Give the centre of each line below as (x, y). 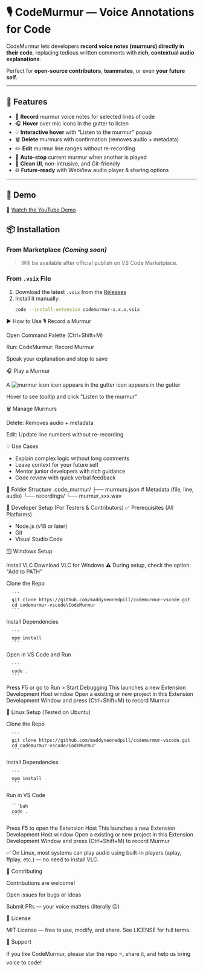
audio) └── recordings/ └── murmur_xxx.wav (64, 496)
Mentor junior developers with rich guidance (70, 472)
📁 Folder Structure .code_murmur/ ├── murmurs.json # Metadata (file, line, (100, 490)
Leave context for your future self (57, 465)
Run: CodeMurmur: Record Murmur (50, 347)
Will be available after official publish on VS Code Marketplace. (99, 263)
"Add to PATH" (24, 572)
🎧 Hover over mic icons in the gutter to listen (72, 123)
